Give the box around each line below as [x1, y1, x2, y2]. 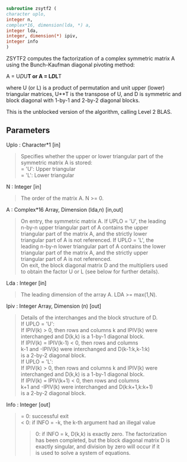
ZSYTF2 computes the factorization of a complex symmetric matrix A [6, 55, 175, 62]
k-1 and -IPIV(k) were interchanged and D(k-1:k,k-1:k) [20, 345, 150, 352]
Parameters [6, 125, 50, 136]
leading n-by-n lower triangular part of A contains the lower [20, 243, 166, 250]
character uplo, [6, 11, 46, 17]
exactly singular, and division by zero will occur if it [35, 442, 160, 450]
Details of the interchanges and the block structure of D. [20, 314, 158, 321]
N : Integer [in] [6, 183, 41, 190]
